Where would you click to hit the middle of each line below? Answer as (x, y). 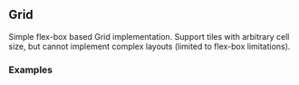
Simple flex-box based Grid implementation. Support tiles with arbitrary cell (149, 36)
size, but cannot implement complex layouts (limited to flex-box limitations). (149, 46)
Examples (31, 70)
